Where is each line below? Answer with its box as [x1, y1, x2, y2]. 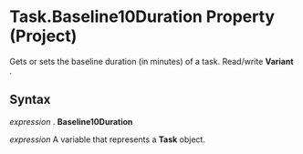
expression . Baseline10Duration [9, 116, 133, 127]
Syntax [9, 92, 51, 108]
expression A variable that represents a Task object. [9, 134, 205, 145]
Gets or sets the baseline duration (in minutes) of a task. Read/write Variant [9, 56, 294, 67]
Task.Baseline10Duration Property [9, 6, 276, 27]
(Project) [9, 26, 78, 46]
